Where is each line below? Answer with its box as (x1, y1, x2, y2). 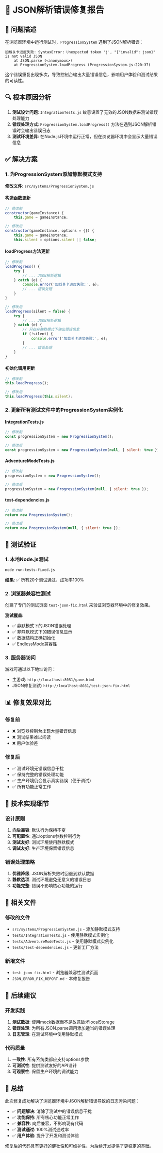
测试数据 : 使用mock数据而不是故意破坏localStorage (12, 1019, 115, 1025)
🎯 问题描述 (5, 25, 36, 34)
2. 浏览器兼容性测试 (5, 590, 51, 597)
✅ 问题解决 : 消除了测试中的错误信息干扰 (12, 1108, 92, 1114)
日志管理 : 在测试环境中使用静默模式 (12, 1031, 83, 1037)
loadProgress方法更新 (5, 248, 50, 254)
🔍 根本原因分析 (5, 93, 51, 102)
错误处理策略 (5, 859, 35, 865)
